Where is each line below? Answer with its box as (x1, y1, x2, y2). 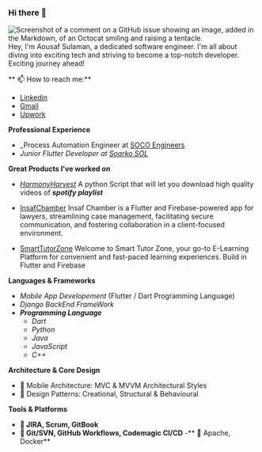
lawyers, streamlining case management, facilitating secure (19, 211, 214, 221)
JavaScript (31, 342, 68, 351)
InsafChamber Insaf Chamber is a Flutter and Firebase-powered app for (19, 203, 254, 213)
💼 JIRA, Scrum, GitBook (19, 420, 99, 430)
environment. (19, 229, 63, 238)
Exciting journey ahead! (8, 59, 85, 68)
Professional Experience (8, 125, 91, 135)
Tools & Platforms (8, 405, 68, 414)
